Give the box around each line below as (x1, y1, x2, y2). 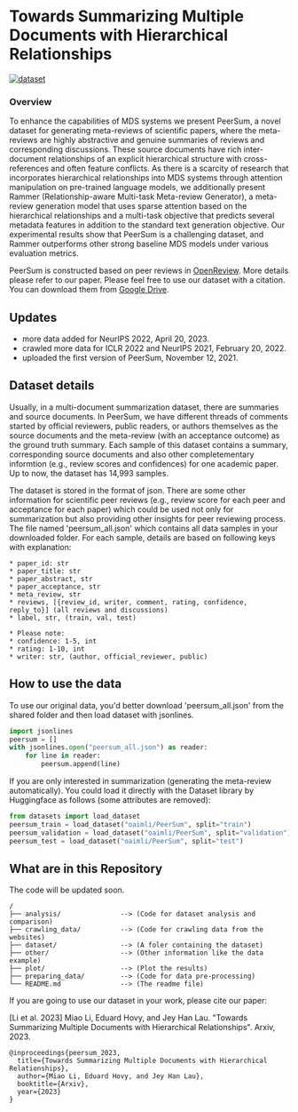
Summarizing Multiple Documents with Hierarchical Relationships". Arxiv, (9, 1022, 276, 1033)
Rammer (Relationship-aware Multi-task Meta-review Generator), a (9, 191, 254, 202)
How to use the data (9, 676, 122, 692)
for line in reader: (25, 751, 101, 761)
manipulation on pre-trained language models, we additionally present (9, 182, 266, 193)
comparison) (9, 917, 53, 926)
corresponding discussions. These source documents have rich (9, 144, 242, 155)
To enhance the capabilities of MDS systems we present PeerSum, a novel (9, 116, 281, 126)
